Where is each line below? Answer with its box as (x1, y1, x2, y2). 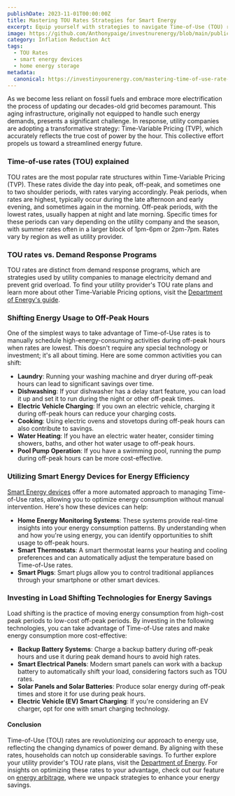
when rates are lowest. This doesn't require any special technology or (7, 344, 208, 352)
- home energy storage (13, 62, 80, 69)
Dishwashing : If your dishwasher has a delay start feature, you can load (17, 387, 226, 396)
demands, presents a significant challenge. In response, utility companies (7, 117, 220, 125)
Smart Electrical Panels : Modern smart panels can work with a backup (17, 659, 222, 668)
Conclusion (7, 720, 42, 729)
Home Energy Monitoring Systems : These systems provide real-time (17, 516, 218, 524)
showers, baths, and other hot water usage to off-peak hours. (17, 439, 196, 448)
